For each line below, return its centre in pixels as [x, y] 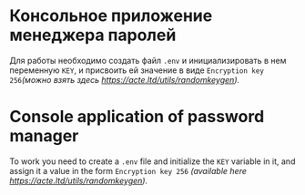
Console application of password [137, 117]
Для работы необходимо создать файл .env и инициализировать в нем [148, 60]
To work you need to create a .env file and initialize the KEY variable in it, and [152, 161]
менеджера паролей [93, 35]
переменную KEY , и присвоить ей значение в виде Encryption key [137, 70]
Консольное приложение [111, 16]
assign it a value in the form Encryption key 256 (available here [128, 170]
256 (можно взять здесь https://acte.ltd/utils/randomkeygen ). [125, 79]
